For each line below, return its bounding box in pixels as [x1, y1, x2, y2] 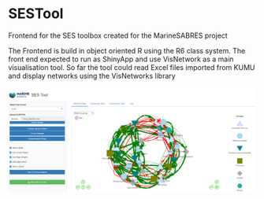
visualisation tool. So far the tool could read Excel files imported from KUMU [8, 62, 255, 72]
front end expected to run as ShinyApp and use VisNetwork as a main [8, 54, 234, 64]
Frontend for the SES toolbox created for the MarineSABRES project [8, 31, 229, 40]
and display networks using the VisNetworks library [8, 71, 176, 80]
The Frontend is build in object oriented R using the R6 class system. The [8, 46, 246, 55]
